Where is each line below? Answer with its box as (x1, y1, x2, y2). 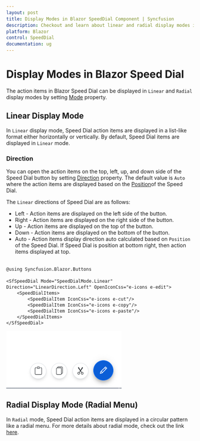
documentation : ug (6, 41, 52, 47)
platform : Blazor (6, 29, 49, 35)
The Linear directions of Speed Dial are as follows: (6, 199, 131, 206)
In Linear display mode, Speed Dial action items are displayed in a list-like (6, 127, 187, 134)
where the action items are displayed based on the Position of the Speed (6, 181, 183, 188)
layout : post (6, 10, 39, 16)
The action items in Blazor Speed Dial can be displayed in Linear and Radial (6, 87, 192, 94)
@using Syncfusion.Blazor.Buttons (6, 266, 92, 273)
